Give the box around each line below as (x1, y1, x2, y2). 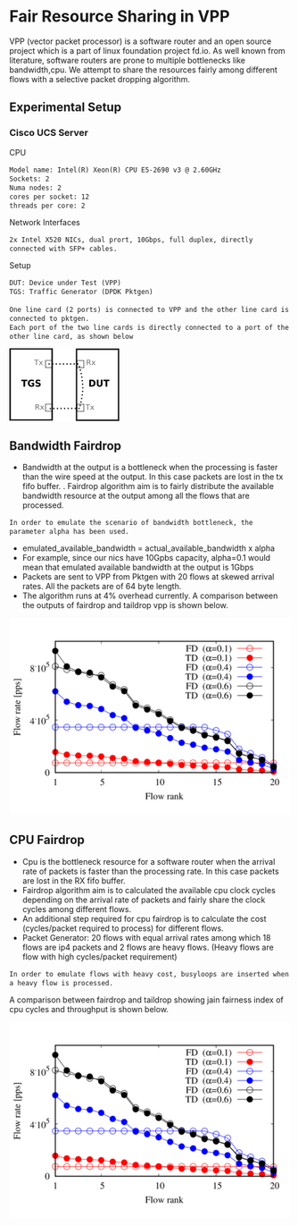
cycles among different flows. (21, 903, 132, 914)
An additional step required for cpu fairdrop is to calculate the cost (21, 913, 267, 924)
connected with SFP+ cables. (9, 244, 118, 253)
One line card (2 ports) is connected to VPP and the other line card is (9, 305, 290, 314)
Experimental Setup (9, 100, 122, 115)
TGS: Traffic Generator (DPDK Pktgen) (9, 287, 153, 296)
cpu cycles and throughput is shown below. (9, 1003, 170, 1014)
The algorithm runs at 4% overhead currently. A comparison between (21, 590, 278, 601)
